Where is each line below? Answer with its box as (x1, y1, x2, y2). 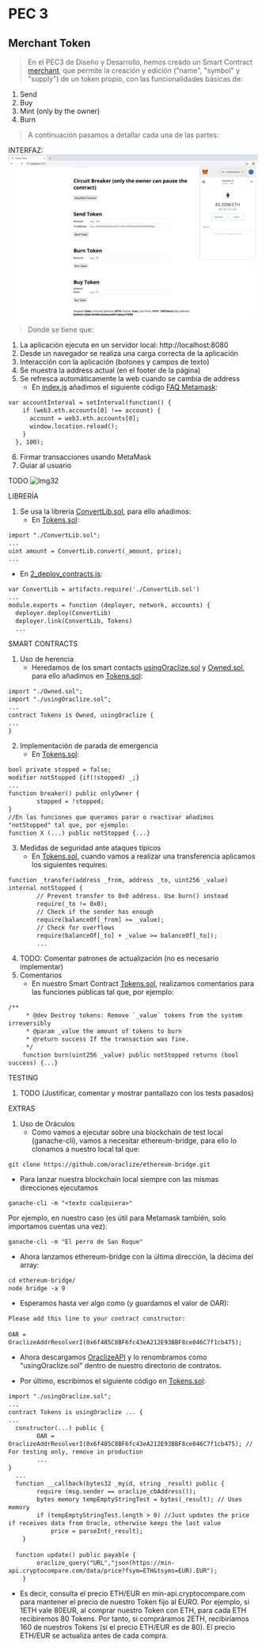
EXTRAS (8, 1103, 36, 1113)
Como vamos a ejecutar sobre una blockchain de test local (31, 1127, 223, 1137)
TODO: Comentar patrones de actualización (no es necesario (19, 953, 219, 963)
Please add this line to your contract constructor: (8, 1314, 186, 1322)
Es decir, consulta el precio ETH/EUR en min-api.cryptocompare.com (19, 1589, 245, 1598)
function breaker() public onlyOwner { (8, 790, 140, 797)
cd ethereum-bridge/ (8, 1276, 77, 1284)
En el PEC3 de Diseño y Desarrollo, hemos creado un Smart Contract (27, 57, 253, 67)
